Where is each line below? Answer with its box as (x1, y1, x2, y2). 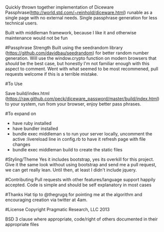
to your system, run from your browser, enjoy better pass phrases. (5, 101, 142, 107)
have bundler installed (12, 125, 58, 131)
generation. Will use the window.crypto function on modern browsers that (5, 55, 157, 61)
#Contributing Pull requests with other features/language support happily (5, 177, 156, 182)
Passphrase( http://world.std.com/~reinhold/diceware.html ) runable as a (5, 9, 153, 15)
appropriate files (5, 222, 39, 227)
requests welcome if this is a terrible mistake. (5, 71, 98, 77)
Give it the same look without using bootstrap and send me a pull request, (5, 162, 157, 167)
